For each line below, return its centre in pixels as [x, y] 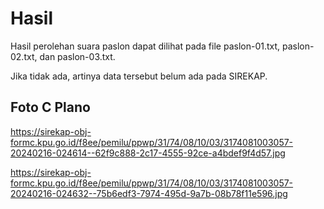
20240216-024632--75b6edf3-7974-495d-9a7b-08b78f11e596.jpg [149, 193]
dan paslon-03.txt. [77, 56]
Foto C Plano [50, 107]
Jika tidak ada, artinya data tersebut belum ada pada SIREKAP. [139, 76]
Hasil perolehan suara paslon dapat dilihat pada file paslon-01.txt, [145, 46]
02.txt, [24, 56]
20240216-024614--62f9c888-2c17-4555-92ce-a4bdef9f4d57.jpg [148, 153]
